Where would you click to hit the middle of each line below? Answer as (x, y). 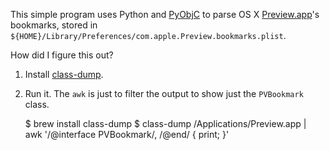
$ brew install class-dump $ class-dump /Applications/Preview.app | (165, 123)
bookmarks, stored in (54, 25)
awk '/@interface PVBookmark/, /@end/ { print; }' (127, 134)
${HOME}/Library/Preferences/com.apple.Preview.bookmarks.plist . (148, 35)
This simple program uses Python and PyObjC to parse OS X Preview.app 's (165, 14)
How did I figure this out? (62, 55)
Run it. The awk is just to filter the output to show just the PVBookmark (164, 93)
